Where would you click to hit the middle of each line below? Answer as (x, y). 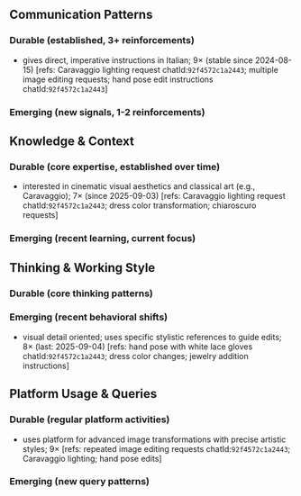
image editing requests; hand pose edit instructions (118, 79)
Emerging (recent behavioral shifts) (89, 317)
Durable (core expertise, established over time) (115, 167)
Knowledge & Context (72, 141)
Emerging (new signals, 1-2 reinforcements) (107, 112)
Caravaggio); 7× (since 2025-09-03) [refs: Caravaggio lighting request (154, 196)
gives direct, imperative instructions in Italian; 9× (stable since (138, 60)
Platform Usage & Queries (83, 394)
